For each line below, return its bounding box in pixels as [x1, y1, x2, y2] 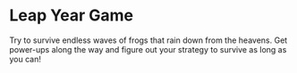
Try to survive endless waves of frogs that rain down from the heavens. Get [9, 35, 288, 45]
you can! [9, 53, 42, 64]
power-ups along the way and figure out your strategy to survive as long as [9, 44, 287, 54]
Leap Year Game [9, 5, 134, 26]
